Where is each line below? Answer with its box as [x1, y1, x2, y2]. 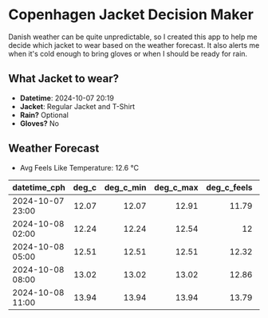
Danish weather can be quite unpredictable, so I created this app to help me [8, 32, 258, 41]
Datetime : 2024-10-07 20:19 [19, 93, 114, 103]
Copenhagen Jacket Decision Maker [8, 6, 254, 24]
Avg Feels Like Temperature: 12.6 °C [19, 163, 140, 172]
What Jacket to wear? [8, 72, 120, 85]
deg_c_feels [206, 182, 253, 193]
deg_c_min [104, 182, 147, 193]
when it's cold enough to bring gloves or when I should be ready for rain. [8, 49, 248, 58]
